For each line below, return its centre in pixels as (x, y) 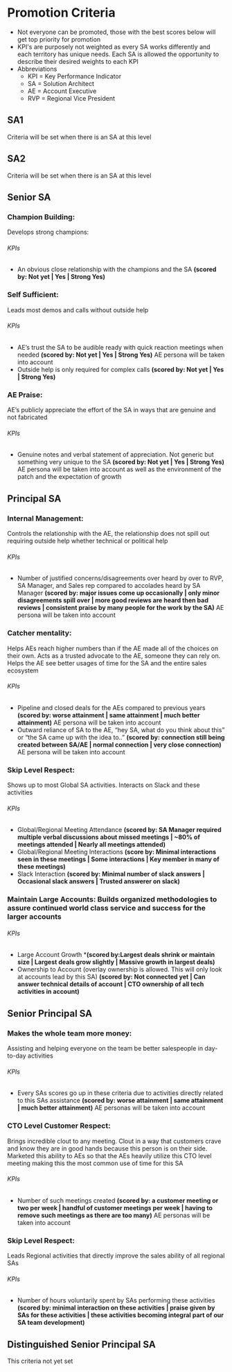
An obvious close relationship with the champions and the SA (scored (117, 269)
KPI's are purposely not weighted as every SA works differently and (114, 46)
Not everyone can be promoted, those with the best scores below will (116, 32)
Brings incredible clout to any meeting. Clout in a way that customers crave (114, 1141)
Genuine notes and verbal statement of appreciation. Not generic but (116, 455)
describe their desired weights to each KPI (78, 61)
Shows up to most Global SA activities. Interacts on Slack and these (104, 785)
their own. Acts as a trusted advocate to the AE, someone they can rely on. (114, 655)
